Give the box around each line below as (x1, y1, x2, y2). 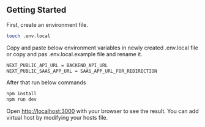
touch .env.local (6, 33, 51, 39)
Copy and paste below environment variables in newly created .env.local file (6, 44, 199, 51)
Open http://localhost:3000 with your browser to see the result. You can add (6, 107, 199, 115)
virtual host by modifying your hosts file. (6, 114, 108, 122)
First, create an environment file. (6, 21, 89, 28)
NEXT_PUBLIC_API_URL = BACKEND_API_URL (6, 62, 108, 68)
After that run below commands (6, 79, 86, 86)
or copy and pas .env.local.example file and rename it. (6, 50, 143, 57)
